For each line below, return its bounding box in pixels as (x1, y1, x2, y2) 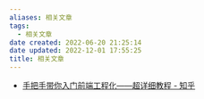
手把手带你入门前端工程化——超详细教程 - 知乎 (21, 80, 196, 90)
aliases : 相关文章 (9, 12, 73, 22)
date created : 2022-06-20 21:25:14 (9, 37, 142, 47)
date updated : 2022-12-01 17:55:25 (9, 46, 142, 55)
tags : (9, 21, 30, 30)
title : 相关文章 (9, 54, 64, 63)
